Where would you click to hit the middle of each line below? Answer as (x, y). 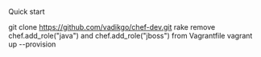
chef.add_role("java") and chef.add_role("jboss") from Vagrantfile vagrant (130, 36)
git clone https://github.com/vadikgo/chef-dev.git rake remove (112, 27)
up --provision (32, 44)
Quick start (27, 12)
